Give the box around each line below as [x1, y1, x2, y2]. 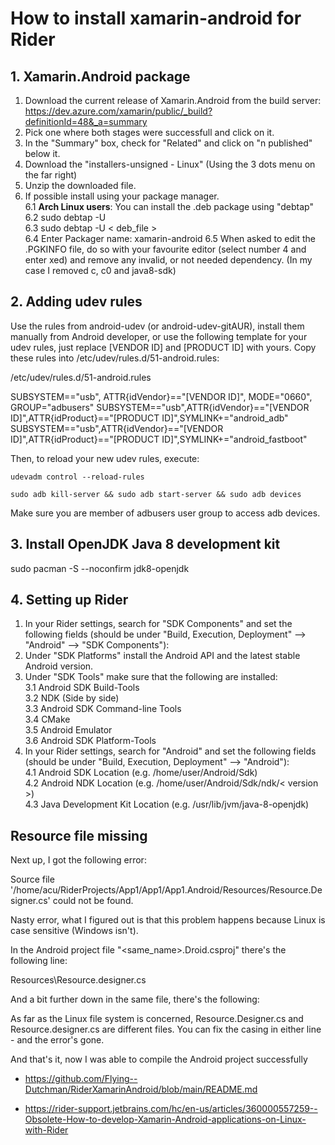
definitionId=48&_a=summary [24, 116, 148, 127]
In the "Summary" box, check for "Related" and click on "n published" [24, 137, 313, 149]
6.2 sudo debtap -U [24, 212, 107, 223]
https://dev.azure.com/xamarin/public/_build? [24, 105, 213, 117]
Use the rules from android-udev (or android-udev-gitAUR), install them [10, 320, 305, 332]
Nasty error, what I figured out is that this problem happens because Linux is [10, 914, 326, 926]
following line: [10, 955, 68, 967]
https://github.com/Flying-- [24, 1073, 138, 1085]
